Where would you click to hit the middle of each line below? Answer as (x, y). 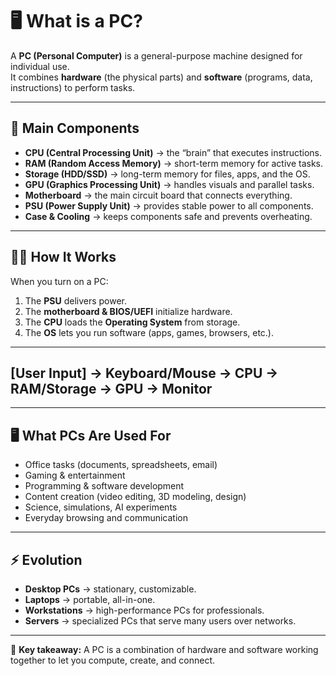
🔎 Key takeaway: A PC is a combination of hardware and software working (164, 649)
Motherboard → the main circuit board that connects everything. (158, 195)
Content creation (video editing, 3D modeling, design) (135, 497)
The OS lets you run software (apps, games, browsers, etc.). (149, 332)
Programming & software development (104, 486)
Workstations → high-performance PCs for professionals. (144, 610)
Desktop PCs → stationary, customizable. (110, 589)
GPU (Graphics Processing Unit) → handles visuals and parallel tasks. (169, 184)
